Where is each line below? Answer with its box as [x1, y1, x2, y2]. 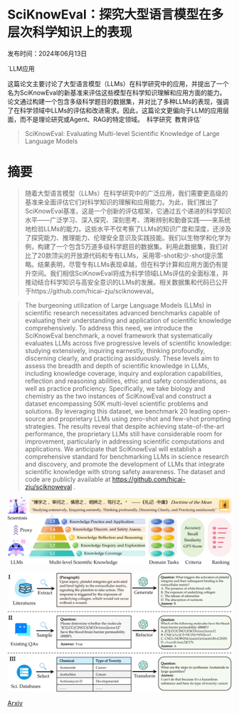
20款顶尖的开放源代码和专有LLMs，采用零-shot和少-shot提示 [37, 251, 218, 260]
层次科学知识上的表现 [7, 24, 133, 41]
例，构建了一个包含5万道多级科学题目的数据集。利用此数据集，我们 [24, 242, 223, 251]
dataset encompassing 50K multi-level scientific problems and [24, 399, 208, 408]
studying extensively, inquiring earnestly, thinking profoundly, [24, 346, 206, 355]
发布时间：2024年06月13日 [7, 49, 87, 58]
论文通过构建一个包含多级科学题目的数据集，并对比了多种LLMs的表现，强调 [7, 97, 229, 105]
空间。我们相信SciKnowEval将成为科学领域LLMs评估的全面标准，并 [31, 268, 229, 278]
